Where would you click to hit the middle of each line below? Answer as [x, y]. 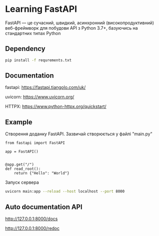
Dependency [25, 49]
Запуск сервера [22, 182]
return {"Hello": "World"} [42, 173]
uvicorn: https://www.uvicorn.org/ [40, 97]
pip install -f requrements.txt [38, 60]
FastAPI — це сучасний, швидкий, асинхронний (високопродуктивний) [80, 23]
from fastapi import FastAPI [35, 143]
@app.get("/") [20, 165]
